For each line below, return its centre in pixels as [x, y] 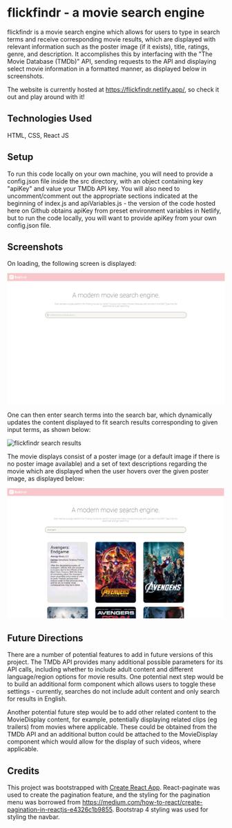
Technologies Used [49, 119]
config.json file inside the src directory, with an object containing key [105, 181]
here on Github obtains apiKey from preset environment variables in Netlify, [114, 210]
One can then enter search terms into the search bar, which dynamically [110, 415]
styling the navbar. [33, 817]
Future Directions [45, 638]
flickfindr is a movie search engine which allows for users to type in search [114, 32]
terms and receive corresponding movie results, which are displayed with [112, 39]
